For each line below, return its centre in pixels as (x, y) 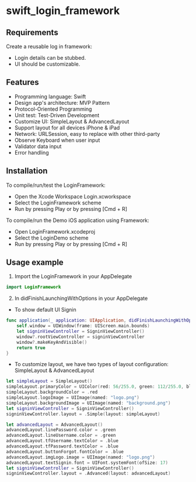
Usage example (35, 263)
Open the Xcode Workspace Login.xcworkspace (73, 196)
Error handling (32, 152)
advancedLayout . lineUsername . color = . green (61, 435)
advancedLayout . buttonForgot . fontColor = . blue (65, 452)
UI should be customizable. (47, 64)
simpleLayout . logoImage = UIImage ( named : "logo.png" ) (73, 398)
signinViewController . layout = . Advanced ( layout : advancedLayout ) (88, 474)
